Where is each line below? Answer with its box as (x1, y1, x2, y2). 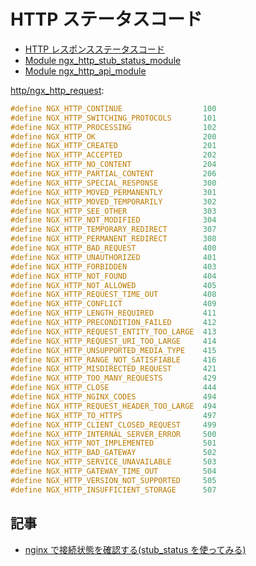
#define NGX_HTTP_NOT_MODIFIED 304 (10, 215, 217, 225)
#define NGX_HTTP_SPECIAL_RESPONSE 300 (10, 178, 217, 188)
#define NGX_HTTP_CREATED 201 (10, 141, 217, 151)
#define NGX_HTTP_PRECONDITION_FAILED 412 (10, 318, 217, 328)
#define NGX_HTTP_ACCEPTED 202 (10, 150, 217, 160)
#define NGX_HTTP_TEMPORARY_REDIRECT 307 (10, 225, 217, 235)
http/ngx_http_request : (10, 84, 105, 96)
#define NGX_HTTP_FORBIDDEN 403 (10, 261, 217, 272)
